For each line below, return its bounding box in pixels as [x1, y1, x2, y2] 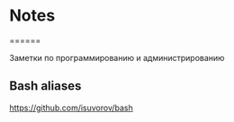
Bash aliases [9, 78, 82, 94]
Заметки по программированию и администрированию [9, 52, 225, 63]
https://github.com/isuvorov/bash [9, 102, 133, 113]
